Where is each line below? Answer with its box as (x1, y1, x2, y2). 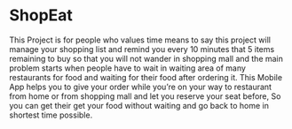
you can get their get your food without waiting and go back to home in (9, 100, 269, 110)
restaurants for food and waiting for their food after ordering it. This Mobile (9, 72, 282, 82)
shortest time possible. (9, 110, 93, 120)
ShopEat (9, 5, 74, 26)
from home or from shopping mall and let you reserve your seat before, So (9, 90, 281, 102)
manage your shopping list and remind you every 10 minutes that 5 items (9, 43, 275, 54)
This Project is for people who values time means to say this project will (9, 34, 271, 45)
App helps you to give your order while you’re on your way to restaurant (9, 81, 272, 92)
